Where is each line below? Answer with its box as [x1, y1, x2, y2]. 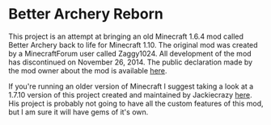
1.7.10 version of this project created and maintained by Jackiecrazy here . [8, 90, 252, 99]
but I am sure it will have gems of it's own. [8, 106, 149, 117]
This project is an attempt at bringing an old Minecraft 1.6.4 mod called [8, 31, 244, 41]
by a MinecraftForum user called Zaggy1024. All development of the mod [8, 48, 252, 58]
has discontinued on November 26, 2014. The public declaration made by [8, 57, 253, 67]
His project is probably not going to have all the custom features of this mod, [8, 98, 264, 108]
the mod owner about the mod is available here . [8, 65, 167, 75]
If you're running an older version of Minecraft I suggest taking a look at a [8, 81, 254, 91]
